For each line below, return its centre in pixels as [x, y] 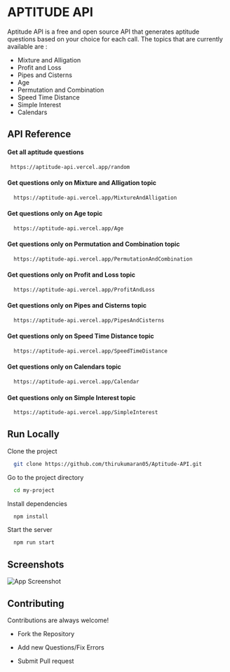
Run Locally [33, 434]
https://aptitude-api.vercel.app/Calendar [76, 382]
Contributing [36, 603]
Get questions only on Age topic [55, 214]
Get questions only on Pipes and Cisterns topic [77, 306]
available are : [27, 46]
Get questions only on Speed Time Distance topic [81, 336]
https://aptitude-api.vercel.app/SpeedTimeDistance [91, 351]
